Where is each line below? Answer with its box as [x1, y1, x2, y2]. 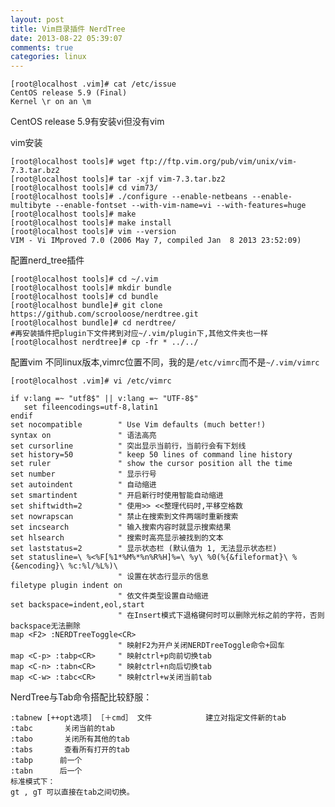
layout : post [10, 14, 65, 25]
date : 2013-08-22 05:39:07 [10, 33, 123, 43]
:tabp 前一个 [10, 756, 83, 766]
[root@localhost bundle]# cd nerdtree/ [10, 318, 177, 328]
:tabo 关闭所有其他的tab [10, 734, 130, 745]
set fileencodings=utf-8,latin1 [23, 402, 159, 413]
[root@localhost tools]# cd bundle [10, 292, 159, 302]
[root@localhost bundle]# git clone [10, 301, 163, 311]
